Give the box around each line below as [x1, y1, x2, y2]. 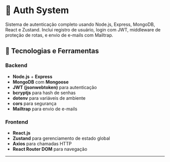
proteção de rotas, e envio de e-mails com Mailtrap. [5, 32, 113, 38]
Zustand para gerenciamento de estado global [12, 135, 110, 141]
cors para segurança [12, 100, 57, 106]
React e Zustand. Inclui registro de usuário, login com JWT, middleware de [5, 26, 161, 32]
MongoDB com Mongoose [12, 78, 69, 85]
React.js [12, 130, 31, 136]
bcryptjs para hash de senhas [12, 90, 76, 96]
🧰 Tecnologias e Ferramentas [5, 47, 99, 55]
